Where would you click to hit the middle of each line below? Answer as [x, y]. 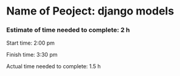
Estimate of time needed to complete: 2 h [68, 30]
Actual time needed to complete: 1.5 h [54, 66]
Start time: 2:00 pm [30, 43]
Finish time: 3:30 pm [32, 55]
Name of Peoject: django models [90, 11]
